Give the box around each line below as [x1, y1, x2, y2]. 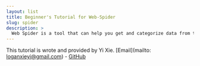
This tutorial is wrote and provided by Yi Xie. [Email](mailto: [6, 47, 151, 54]
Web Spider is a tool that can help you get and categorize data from [11, 31, 190, 37]
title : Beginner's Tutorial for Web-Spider [6, 14, 116, 20]
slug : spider [6, 19, 39, 25]
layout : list [6, 8, 39, 15]
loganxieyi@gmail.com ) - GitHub [6, 53, 86, 60]
